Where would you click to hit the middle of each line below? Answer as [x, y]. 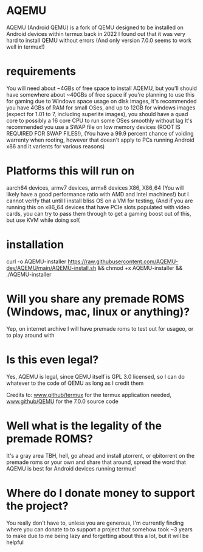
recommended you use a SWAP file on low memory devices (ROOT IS [94, 127]
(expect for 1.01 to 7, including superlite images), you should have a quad [97, 114]
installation [35, 244]
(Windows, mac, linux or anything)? [98, 312]
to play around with [30, 335]
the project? [37, 506]
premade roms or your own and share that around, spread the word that [96, 462]
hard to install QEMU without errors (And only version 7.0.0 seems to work [99, 40]
